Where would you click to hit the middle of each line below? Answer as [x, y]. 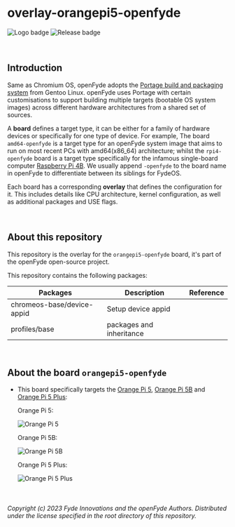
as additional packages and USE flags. [63, 201]
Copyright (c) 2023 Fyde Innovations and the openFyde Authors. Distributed [117, 508]
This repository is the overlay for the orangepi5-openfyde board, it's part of [114, 254]
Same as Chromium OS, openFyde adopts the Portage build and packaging [115, 85]
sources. [20, 114]
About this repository [55, 238]
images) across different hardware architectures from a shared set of [107, 107]
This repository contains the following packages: [78, 275]
